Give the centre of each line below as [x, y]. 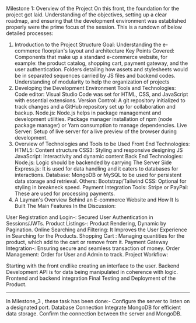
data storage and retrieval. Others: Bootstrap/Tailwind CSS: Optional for [100, 181]
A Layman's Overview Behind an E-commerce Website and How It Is [97, 200]
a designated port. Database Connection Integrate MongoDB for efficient [94, 307]
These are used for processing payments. [65, 193]
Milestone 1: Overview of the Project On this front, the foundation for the [93, 8]
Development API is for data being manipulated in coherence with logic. [92, 272]
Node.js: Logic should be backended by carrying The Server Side [93, 162]
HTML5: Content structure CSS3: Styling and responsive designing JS [99, 150]
